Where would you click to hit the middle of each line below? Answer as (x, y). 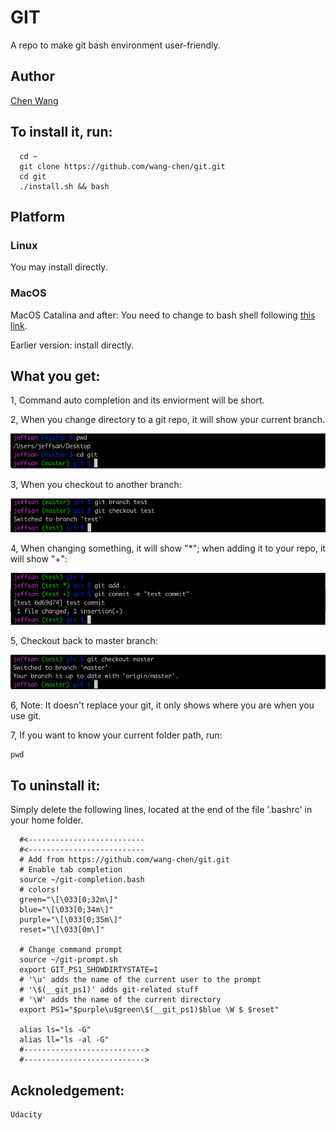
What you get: (55, 376)
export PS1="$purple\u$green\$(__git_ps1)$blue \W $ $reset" (149, 1010)
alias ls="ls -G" (55, 1030)
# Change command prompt (71, 950)
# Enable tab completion (71, 870)
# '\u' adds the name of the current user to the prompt (140, 980)
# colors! (39, 890)
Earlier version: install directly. (72, 345)
